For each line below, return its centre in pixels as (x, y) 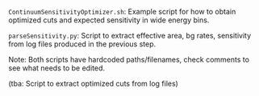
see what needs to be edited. (57, 68)
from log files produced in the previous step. (82, 44)
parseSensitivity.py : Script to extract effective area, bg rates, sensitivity (130, 36)
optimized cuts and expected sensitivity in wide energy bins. (109, 20)
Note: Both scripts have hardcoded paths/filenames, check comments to (129, 60)
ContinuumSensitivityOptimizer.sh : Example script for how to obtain (122, 12)
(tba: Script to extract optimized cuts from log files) (94, 84)
